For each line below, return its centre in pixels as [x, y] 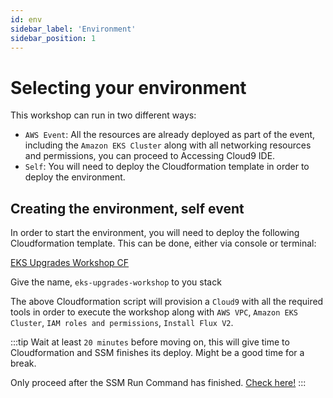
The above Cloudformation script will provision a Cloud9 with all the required [167, 302]
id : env [26, 19]
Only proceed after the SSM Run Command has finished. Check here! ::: [158, 383]
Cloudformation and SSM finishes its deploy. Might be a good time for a [157, 353]
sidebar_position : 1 [53, 38]
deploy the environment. [75, 177]
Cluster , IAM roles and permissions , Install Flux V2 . [122, 323]
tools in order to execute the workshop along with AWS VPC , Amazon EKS [154, 312]
